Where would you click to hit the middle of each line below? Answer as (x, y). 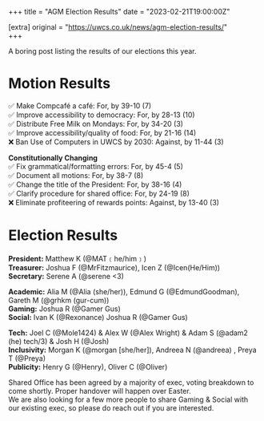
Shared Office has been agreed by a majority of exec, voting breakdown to (131, 382)
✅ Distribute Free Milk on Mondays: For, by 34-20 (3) (96, 123)
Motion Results (59, 84)
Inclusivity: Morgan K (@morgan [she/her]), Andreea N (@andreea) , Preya (133, 350)
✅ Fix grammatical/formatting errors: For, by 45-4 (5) (96, 166)
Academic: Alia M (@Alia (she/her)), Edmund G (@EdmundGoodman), (124, 291)
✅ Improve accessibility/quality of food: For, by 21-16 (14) (102, 132)
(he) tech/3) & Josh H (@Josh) (59, 341)
